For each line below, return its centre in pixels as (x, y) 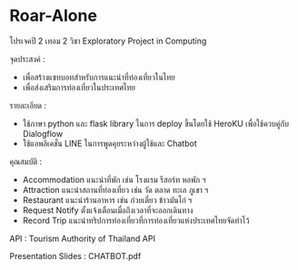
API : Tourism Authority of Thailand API (83, 238)
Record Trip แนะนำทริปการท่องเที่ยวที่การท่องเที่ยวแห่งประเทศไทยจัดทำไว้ (136, 220)
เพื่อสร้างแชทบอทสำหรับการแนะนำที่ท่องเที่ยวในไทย (99, 77)
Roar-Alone (54, 16)
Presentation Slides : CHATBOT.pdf (75, 256)
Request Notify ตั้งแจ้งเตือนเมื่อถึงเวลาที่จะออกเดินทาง (108, 210)
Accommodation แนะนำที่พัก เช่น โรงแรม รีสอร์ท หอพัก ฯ (114, 179)
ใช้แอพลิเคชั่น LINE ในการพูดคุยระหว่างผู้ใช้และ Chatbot (109, 143)
